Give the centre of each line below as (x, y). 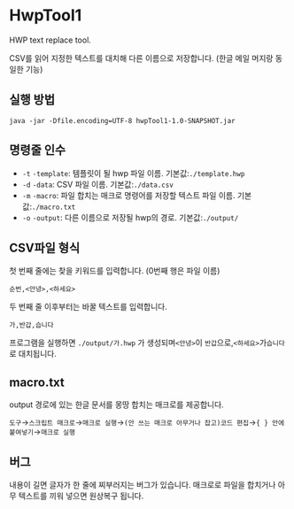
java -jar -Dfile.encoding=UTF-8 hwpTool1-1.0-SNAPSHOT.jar (123, 120)
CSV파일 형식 (45, 247)
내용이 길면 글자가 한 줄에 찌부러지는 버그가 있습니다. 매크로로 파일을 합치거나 (143, 485)
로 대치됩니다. (33, 354)
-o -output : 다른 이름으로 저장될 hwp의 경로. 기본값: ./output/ (130, 217)
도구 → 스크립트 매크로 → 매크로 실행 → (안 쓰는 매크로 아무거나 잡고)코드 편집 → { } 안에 (147, 422)
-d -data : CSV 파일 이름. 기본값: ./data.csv (98, 184)
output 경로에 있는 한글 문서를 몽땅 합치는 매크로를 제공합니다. (116, 405)
